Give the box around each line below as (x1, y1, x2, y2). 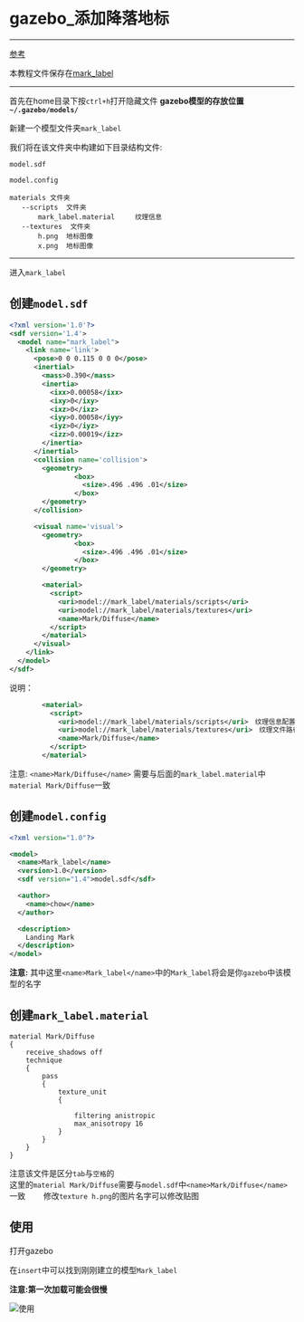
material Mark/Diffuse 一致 (9, 780, 111, 790)
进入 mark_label (9, 266, 66, 277)
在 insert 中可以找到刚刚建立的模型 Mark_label (9, 1264, 178, 1275)
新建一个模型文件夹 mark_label (9, 122, 122, 133)
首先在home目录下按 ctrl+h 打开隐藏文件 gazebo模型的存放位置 (9, 95, 244, 106)
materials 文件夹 (9, 193, 71, 202)
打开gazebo (9, 1245, 54, 1256)
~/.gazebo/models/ (9, 105, 79, 114)
